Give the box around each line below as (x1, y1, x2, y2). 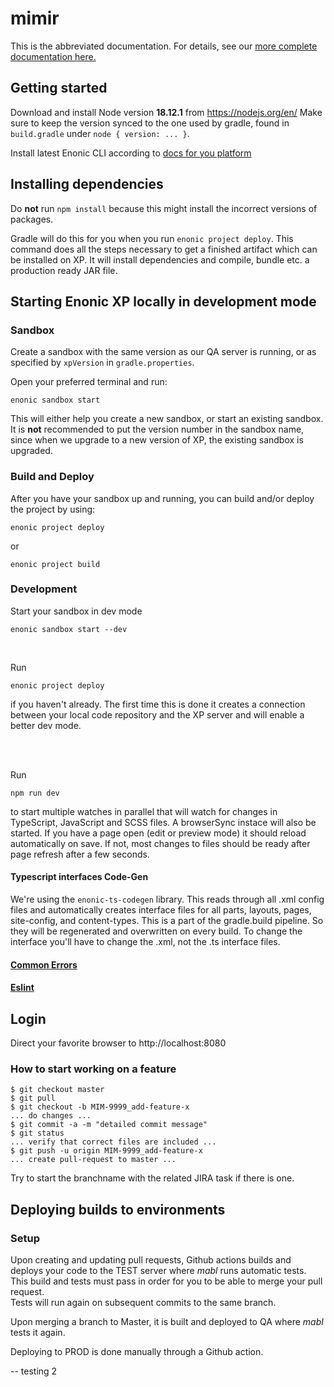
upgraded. (10, 445, 53, 457)
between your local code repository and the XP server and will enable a (10, 708, 305, 721)
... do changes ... (10, 1111, 92, 1121)
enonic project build (10, 559, 101, 569)
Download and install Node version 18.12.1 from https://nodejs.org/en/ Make (10, 106, 323, 118)
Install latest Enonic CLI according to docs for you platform (10, 147, 252, 159)
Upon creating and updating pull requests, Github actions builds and (10, 1254, 292, 1266)
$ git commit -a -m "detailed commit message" (10, 1120, 208, 1130)
